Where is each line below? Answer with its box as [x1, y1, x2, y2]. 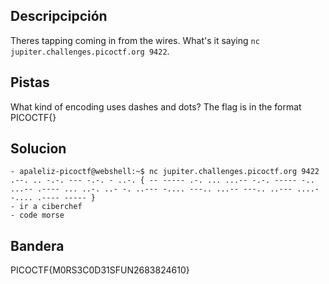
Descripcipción [10, 8, 108, 25]
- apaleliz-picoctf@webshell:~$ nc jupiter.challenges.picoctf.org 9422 [10, 167, 320, 177]
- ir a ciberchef [10, 202, 83, 212]
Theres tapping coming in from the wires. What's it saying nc [10, 34, 260, 46]
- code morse [10, 210, 65, 221]
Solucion [10, 140, 67, 158]
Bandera [10, 237, 65, 254]
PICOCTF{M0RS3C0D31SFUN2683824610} [10, 264, 190, 276]
